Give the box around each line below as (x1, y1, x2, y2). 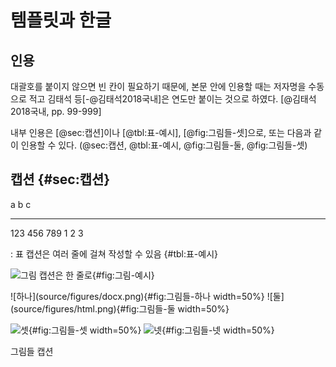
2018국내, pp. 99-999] (10, 106, 102, 117)
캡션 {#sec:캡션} (10, 171, 111, 188)
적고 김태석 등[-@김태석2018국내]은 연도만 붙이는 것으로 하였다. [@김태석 (28, 93, 317, 105)
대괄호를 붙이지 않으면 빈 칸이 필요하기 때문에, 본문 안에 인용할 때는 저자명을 (10, 81, 307, 92)
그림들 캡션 (10, 345, 54, 357)
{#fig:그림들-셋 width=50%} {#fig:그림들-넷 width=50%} (28, 324, 275, 336)
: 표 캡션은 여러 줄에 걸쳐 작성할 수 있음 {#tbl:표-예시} (10, 247, 219, 260)
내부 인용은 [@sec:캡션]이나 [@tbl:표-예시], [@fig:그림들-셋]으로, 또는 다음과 (10, 127, 312, 138)
